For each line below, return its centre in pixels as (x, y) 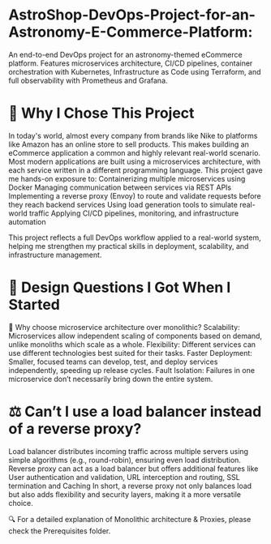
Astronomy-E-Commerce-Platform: (131, 32)
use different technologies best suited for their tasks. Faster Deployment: (131, 353)
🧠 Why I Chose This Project (101, 113)
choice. (21, 503)
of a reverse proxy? (75, 429)
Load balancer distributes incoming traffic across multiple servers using (129, 451)
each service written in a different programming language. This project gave (135, 170)
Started (34, 305)
